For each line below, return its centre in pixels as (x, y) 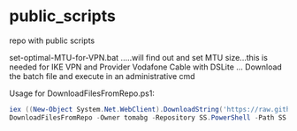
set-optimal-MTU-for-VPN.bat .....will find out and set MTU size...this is (138, 57)
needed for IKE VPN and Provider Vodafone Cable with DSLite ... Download (146, 67)
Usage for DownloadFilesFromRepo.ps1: (82, 93)
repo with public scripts (52, 40)
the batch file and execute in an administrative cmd (103, 76)
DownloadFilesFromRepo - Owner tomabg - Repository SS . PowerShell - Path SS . (150, 117)
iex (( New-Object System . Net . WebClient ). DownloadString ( (116, 109)
